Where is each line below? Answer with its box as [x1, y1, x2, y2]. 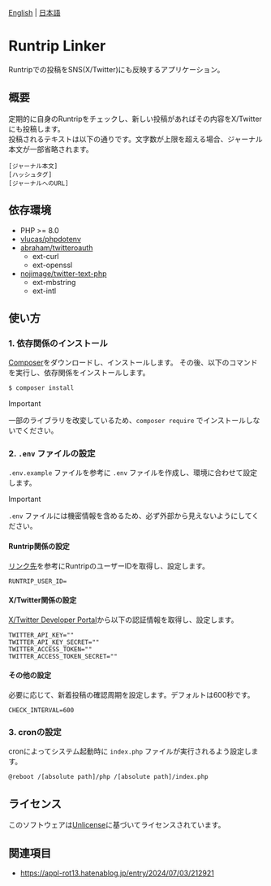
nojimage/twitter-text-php [19, 268, 107, 279]
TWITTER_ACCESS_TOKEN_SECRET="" [8, 652, 118, 660]
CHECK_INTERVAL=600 [8, 707, 75, 715]
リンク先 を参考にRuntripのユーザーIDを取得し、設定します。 [8, 560, 209, 571]
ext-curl [32, 251, 59, 261]
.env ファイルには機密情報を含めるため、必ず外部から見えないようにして [8, 511, 252, 521]
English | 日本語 [8, 8, 61, 17]
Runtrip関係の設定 [8, 542, 71, 551]
